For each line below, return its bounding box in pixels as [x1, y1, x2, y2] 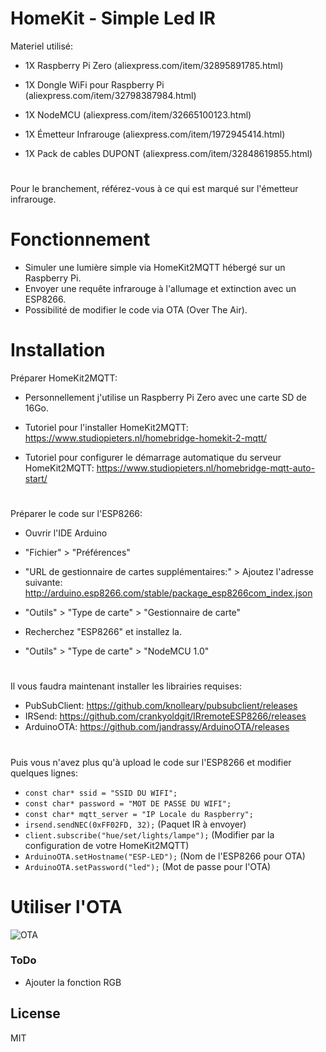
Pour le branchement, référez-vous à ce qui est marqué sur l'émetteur [10, 183, 299, 195]
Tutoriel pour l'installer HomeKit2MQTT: [24, 422, 189, 433]
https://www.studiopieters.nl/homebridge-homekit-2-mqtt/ [24, 432, 268, 444]
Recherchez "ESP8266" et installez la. [24, 626, 182, 638]
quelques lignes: [10, 767, 78, 779]
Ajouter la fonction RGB [24, 976, 122, 988]
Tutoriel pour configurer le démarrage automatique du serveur [24, 452, 282, 463]
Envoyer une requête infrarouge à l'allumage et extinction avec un [24, 283, 297, 295]
